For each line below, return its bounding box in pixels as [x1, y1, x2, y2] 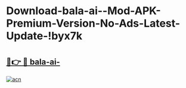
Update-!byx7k [6, 30, 83, 43]
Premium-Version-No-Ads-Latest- [6, 17, 181, 30]
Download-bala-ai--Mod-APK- [6, 4, 161, 18]
